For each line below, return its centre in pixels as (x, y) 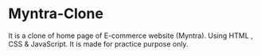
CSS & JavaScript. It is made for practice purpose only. (98, 43)
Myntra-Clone (56, 14)
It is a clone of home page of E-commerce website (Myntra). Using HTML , (130, 35)
